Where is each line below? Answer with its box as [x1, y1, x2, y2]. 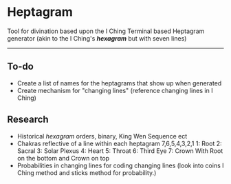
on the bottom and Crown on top [16, 154, 110, 162]
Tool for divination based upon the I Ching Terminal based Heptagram [7, 27, 205, 35]
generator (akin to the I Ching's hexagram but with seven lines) [7, 34, 187, 42]
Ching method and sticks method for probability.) [16, 168, 157, 176]
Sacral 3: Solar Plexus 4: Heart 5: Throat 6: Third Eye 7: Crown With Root [16, 146, 223, 155]
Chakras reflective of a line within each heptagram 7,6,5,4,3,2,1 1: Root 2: [16, 139, 222, 147]
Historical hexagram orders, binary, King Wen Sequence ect [16, 132, 188, 140]
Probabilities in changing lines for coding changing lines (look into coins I [16, 161, 225, 170]
